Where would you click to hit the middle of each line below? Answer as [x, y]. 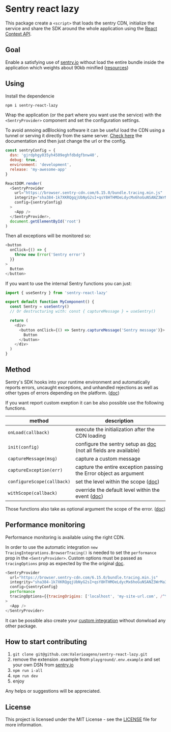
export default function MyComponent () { [50, 302]
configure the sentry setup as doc [116, 444]
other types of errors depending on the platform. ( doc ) [62, 393]
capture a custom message [108, 459]
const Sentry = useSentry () [40, 307]
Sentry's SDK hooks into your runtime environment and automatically [78, 382]
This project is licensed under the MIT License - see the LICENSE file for [81, 719]
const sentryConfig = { [31, 150]
